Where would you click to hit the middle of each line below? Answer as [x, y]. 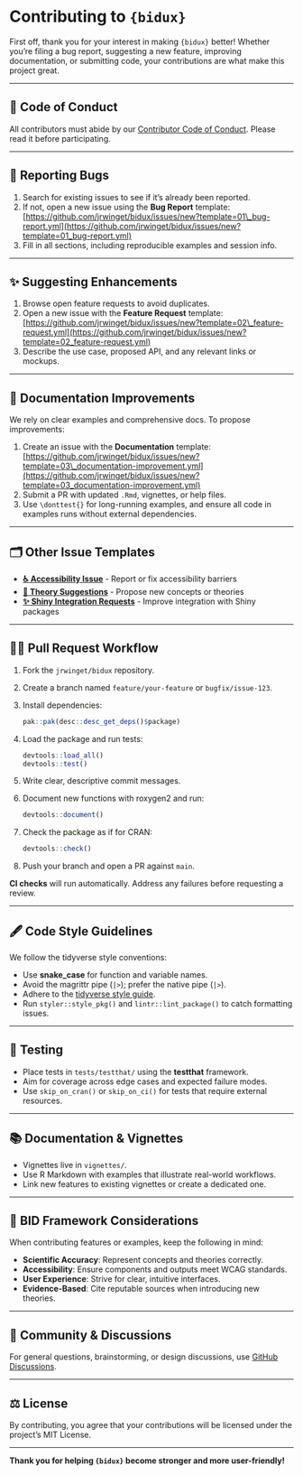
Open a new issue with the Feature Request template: [123, 313]
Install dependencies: [62, 705]
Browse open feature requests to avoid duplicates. [116, 303]
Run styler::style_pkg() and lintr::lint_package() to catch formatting [157, 1003]
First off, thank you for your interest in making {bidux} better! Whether [140, 42]
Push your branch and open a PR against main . [109, 866]
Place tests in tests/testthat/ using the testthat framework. [136, 1071]
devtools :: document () [63, 815]
